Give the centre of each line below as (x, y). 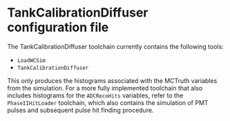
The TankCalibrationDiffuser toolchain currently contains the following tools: (116, 46)
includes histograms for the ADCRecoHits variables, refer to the (95, 95)
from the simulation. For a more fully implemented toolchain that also (105, 88)
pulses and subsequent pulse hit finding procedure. (80, 110)
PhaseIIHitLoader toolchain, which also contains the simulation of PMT (108, 102)
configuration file (58, 27)
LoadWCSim (31, 60)
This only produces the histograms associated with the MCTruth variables (112, 80)
